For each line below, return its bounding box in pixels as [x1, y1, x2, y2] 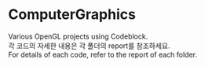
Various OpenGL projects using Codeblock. [8, 32, 148, 41]
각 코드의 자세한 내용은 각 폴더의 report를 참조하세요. [8, 41, 170, 50]
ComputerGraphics [8, 6, 136, 24]
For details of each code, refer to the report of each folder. [8, 50, 198, 59]
